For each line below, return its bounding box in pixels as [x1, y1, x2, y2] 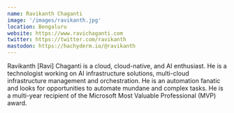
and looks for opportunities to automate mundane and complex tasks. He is [7, 84, 224, 92]
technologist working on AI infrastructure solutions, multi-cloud [7, 69, 190, 77]
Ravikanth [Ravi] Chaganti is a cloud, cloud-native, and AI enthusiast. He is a [7, 62, 227, 70]
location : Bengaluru [7, 23, 68, 30]
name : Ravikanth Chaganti [7, 10, 82, 17]
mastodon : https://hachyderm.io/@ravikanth [7, 43, 136, 50]
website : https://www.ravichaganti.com [7, 29, 124, 37]
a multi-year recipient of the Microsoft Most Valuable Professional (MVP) [7, 91, 217, 100]
